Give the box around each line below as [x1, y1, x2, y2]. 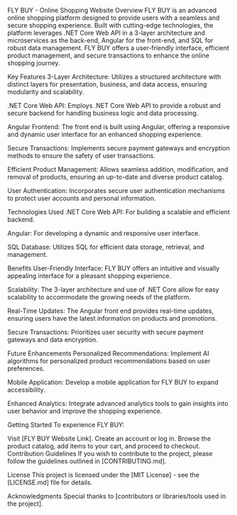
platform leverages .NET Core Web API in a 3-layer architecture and [7, 28, 206, 37]
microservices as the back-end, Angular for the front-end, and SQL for [7, 36, 214, 45]
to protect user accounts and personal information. [7, 194, 156, 202]
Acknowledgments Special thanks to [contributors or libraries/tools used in [7, 492, 226, 500]
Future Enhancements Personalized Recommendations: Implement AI [7, 349, 209, 358]
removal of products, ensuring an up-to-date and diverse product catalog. [7, 173, 224, 181]
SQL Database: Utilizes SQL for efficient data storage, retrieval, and [7, 243, 204, 251]
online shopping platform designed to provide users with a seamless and [7, 13, 220, 22]
